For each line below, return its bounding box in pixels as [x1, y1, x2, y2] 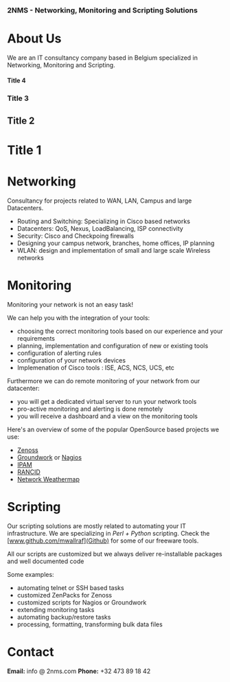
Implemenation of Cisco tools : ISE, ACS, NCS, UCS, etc [16, 363, 175, 372]
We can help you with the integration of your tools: [7, 313, 150, 321]
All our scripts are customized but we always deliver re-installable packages [7, 549, 223, 558]
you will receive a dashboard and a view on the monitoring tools [16, 411, 198, 420]
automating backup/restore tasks [16, 613, 111, 621]
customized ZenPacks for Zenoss [16, 591, 112, 599]
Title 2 [7, 115, 35, 126]
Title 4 [7, 76, 26, 84]
